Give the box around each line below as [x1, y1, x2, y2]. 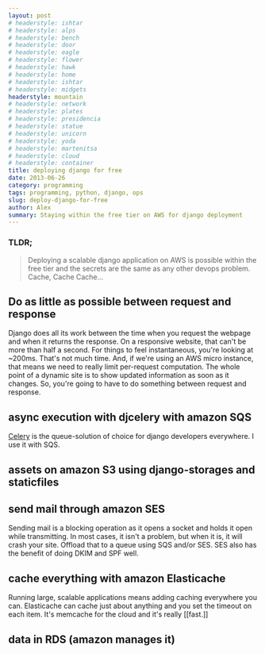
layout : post [8, 11, 52, 20]
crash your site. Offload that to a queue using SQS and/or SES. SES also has [8, 541, 257, 550]
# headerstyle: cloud [8, 152, 80, 160]
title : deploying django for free [8, 167, 123, 175]
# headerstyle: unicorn [8, 129, 87, 137]
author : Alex [8, 203, 52, 211]
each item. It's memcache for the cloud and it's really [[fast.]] [8, 610, 209, 619]
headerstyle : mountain [8, 93, 83, 101]
